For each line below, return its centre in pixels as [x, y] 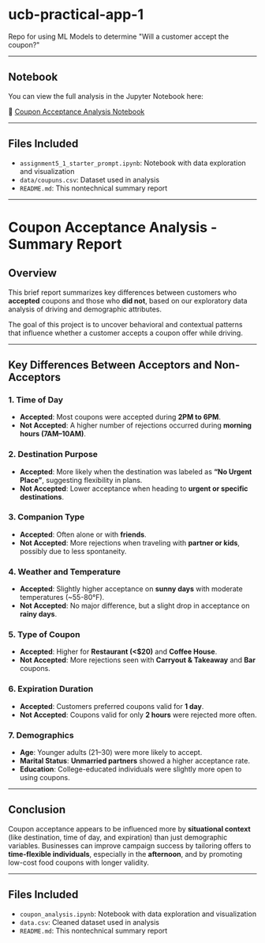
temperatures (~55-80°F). [62, 598]
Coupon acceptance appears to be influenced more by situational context [129, 828]
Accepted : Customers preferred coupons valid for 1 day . [112, 706]
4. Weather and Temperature [64, 571]
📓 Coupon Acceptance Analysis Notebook [77, 111]
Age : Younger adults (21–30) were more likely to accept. [111, 753]
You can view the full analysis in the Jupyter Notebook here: [106, 96]
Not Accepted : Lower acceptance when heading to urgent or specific [134, 488]
